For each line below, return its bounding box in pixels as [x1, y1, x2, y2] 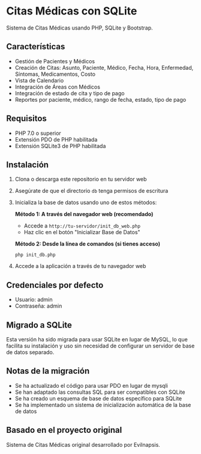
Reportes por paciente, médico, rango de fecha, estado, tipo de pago [14, 96, 187, 103]
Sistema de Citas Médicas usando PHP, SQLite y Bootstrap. [6, 24, 153, 31]
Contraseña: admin [14, 302, 62, 309]
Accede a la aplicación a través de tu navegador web [14, 263, 146, 270]
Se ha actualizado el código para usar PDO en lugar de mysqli [14, 382, 168, 389]
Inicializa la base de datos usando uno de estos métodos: [14, 199, 157, 206]
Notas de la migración [6, 366, 90, 376]
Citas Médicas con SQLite [6, 4, 137, 18]
